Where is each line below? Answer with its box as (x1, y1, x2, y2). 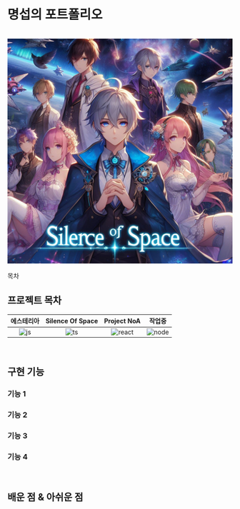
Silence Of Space (45, 316, 99, 325)
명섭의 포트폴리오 (7, 6, 103, 23)
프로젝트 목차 (7, 294, 62, 307)
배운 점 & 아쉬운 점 (7, 490, 84, 503)
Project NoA (104, 316, 141, 325)
